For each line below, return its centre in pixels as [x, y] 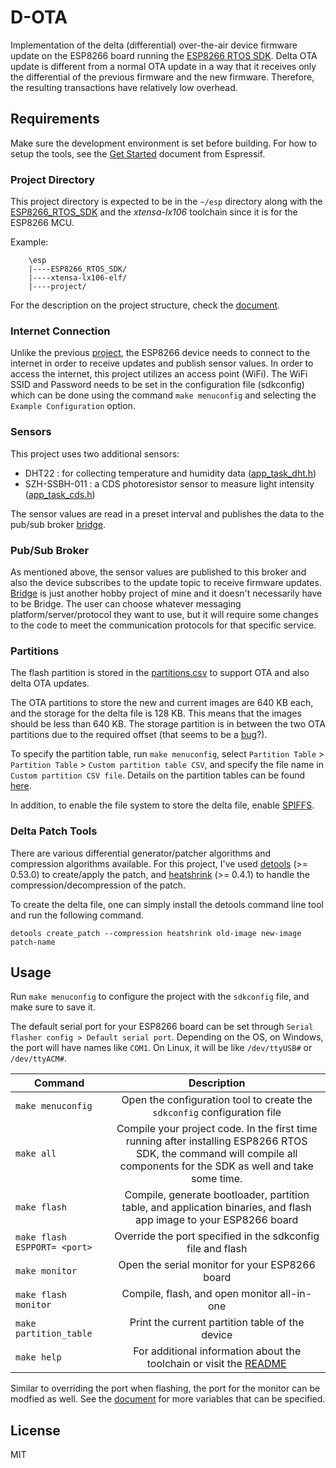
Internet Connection [60, 331]
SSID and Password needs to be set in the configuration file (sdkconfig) [157, 385]
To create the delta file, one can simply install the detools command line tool [167, 904]
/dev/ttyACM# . [38, 1058]
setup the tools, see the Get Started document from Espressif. [138, 153]
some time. [216, 1179]
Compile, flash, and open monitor [199, 1294]
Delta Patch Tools [54, 831]
